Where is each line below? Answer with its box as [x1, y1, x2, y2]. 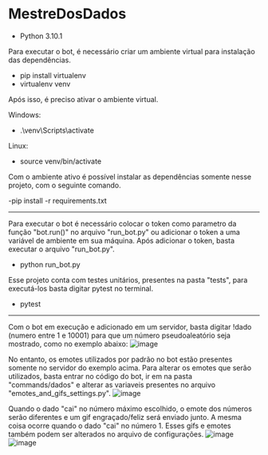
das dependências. [8, 55, 72, 65]
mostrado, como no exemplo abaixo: [8, 338, 128, 348]
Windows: [8, 109, 41, 120]
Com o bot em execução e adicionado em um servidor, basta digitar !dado [8, 322, 252, 331]
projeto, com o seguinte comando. [8, 180, 121, 190]
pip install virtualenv [19, 70, 86, 80]
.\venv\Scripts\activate [19, 125, 94, 135]
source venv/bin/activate [19, 156, 102, 166]
